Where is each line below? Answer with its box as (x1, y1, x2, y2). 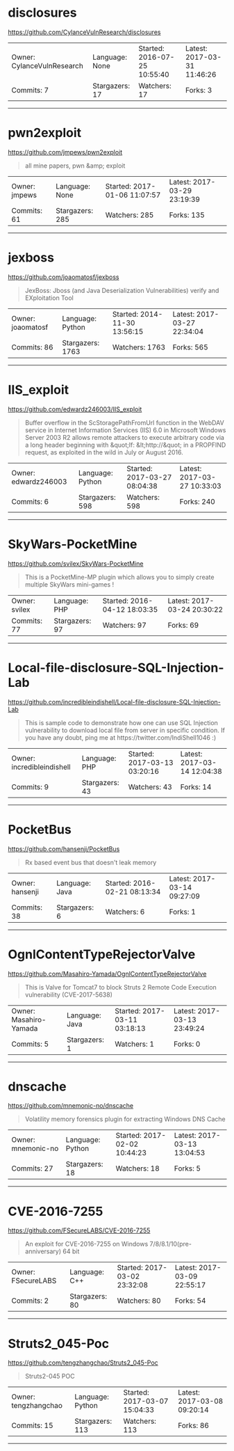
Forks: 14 (180, 782, 212, 791)
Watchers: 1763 (112, 342, 166, 352)
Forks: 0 (174, 1039, 201, 1049)
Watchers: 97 (102, 620, 147, 630)
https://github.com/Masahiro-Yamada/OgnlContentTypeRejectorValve (8, 969, 207, 978)
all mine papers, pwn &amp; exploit (24, 161, 126, 170)
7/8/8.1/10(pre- (149, 1240, 192, 1248)
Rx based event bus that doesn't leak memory (24, 858, 157, 866)
